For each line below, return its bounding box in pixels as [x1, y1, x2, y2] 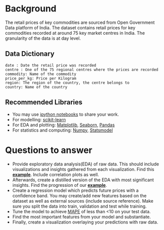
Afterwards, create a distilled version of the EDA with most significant [12, 177, 154, 183]
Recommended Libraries [5, 98, 83, 107]
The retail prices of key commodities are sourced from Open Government [5, 19, 155, 25]
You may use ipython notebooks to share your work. [12, 111, 119, 117]
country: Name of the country [5, 84, 68, 89]
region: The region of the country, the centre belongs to [5, 80, 130, 85]
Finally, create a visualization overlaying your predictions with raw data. [12, 219, 159, 225]
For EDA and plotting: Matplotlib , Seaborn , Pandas [12, 122, 115, 128]
